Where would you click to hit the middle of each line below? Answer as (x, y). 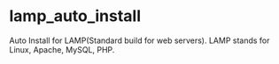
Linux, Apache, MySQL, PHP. (62, 49)
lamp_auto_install (75, 16)
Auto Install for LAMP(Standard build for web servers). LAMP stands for (139, 40)
